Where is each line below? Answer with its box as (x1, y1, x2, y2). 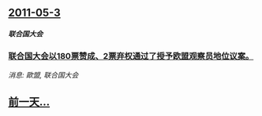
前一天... (8, 96, 51, 109)
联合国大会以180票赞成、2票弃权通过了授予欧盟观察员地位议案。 (8, 51, 254, 62)
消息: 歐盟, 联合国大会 (8, 70, 79, 79)
